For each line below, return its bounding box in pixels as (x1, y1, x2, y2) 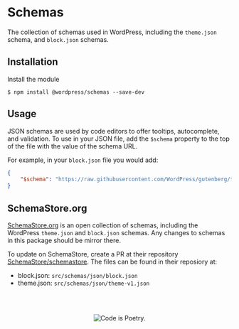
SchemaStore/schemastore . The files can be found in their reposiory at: (7, 257, 218, 266)
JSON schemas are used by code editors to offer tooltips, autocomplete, (7, 126, 220, 135)
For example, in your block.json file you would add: (7, 156, 159, 164)
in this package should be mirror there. (7, 236, 121, 244)
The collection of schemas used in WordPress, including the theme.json (7, 28, 217, 36)
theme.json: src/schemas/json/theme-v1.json (17, 279, 150, 287)
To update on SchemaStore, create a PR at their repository (7, 250, 179, 258)
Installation (7, 56, 58, 68)
